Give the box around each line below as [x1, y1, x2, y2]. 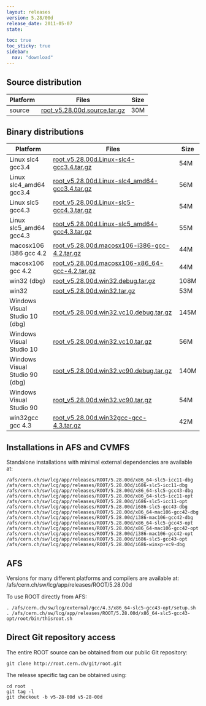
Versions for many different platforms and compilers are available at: [6, 574, 180, 582]
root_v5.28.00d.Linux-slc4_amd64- [53, 177, 158, 185]
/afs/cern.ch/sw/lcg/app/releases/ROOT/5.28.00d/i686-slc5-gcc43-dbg [6, 504, 188, 510]
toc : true [6, 38, 32, 44]
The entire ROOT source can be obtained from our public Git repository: [6, 648, 188, 656]
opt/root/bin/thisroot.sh [6, 616, 72, 622]
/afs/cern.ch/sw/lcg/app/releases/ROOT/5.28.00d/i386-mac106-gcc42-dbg [6, 515, 193, 521]
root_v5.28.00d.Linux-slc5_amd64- [53, 220, 158, 228]
